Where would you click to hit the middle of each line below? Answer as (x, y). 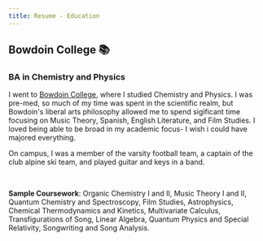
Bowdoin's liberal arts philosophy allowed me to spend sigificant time (125, 112)
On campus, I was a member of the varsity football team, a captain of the (131, 153)
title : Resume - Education (54, 16)
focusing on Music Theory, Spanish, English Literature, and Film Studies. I (132, 120)
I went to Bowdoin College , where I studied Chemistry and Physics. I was (131, 95)
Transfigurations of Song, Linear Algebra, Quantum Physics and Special (129, 219)
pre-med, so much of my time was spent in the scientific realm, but (121, 103)
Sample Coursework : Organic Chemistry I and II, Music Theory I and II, (127, 194)
